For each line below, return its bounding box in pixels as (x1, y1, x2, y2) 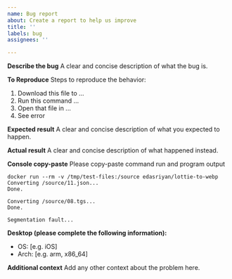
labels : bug (7, 30, 42, 37)
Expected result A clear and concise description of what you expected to (7, 125, 220, 134)
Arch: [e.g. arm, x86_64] (17, 250, 88, 259)
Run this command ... (17, 96, 79, 105)
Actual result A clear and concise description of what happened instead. (7, 146, 219, 155)
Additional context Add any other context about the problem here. (7, 264, 200, 272)
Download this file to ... (17, 89, 84, 98)
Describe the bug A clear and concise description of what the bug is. (7, 62, 208, 70)
